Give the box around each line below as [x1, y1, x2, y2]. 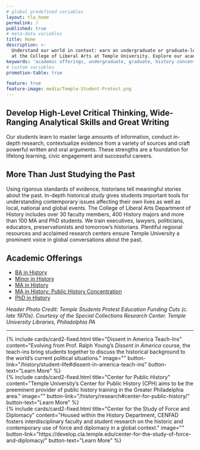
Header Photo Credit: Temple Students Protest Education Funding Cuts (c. [6, 306, 188, 313]
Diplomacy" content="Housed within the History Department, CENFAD [6, 412, 179, 419]
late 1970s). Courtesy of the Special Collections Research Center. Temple [6, 312, 186, 319]
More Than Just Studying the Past [6, 169, 135, 179]
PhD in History [14, 294, 51, 302]
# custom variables [6, 64, 55, 70]
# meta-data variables [6, 31, 62, 37]
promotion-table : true [6, 70, 62, 76]
